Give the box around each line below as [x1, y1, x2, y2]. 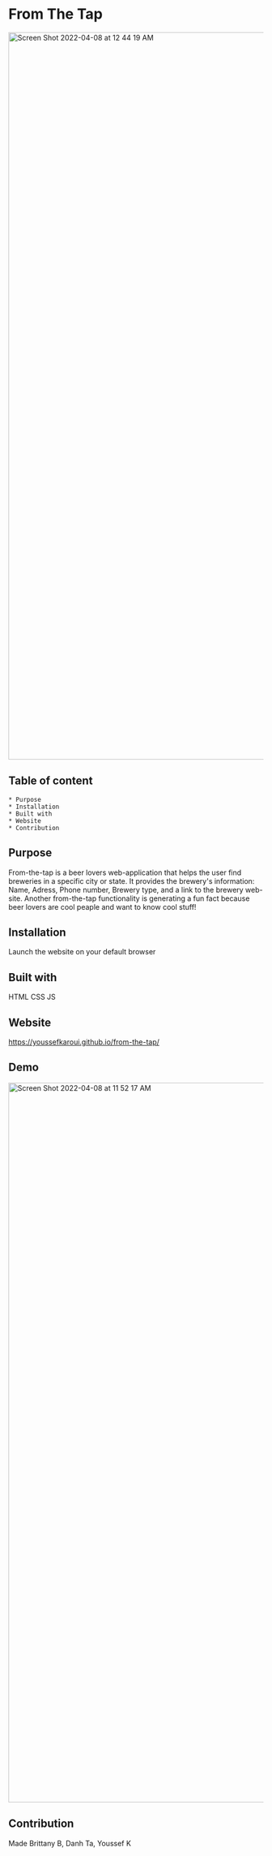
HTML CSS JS [8, 992, 57, 1002]
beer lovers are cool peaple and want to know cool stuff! [8, 902, 197, 911]
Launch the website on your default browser [8, 947, 156, 957]
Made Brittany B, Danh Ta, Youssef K [8, 1838, 132, 1848]
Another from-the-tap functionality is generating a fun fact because [23, 894, 250, 903]
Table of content [8, 774, 93, 788]
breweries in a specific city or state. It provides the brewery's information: [8, 876, 255, 885]
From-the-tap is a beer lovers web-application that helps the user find [8, 868, 242, 877]
